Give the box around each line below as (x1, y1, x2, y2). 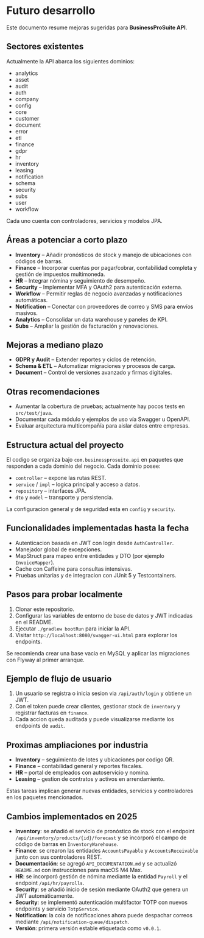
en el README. (15, 618, 53, 626)
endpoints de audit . (15, 722, 65, 730)
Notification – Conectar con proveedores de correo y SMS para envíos (15, 303, 194, 310)
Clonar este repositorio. (15, 605, 75, 613)
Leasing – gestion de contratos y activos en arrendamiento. (15, 775, 165, 783)
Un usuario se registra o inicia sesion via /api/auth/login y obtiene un (15, 689, 192, 697)
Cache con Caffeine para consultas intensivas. (15, 565, 133, 573)
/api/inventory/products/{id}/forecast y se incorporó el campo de (15, 834, 187, 841)
